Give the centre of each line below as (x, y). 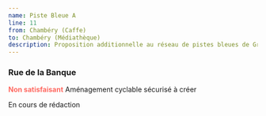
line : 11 (23, 23)
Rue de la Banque (42, 73)
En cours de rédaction (44, 105)
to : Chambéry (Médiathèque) (55, 37)
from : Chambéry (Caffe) (47, 30)
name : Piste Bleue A (42, 15)
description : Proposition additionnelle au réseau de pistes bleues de (129, 45)
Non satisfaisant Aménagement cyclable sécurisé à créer (103, 90)
